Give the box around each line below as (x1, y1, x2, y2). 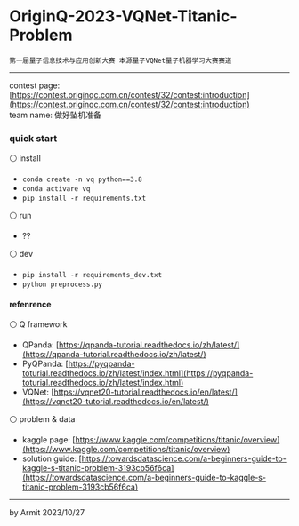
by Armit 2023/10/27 (9, 507, 85, 518)
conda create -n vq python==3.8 (21, 175, 142, 184)
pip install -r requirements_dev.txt (21, 271, 163, 280)
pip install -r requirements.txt (21, 194, 147, 203)
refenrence (9, 299, 52, 309)
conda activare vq (21, 185, 91, 194)
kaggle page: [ (21, 434, 76, 445)
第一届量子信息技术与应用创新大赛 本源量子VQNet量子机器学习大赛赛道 (9, 56, 232, 65)
